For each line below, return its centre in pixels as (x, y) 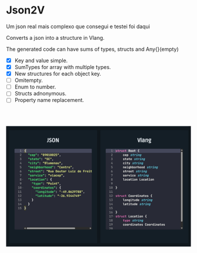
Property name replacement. (49, 100)
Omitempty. (28, 80)
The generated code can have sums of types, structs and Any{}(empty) (92, 49)
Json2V (26, 10)
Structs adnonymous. (40, 94)
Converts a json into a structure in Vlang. (55, 37)
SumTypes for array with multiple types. (63, 67)
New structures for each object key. (58, 74)
